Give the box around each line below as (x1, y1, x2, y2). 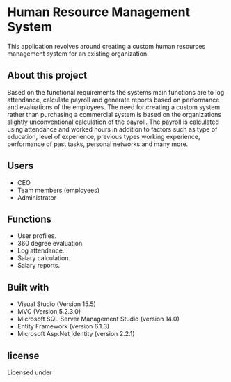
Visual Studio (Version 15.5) (17, 300, 96, 308)
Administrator (17, 193, 57, 202)
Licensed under (7, 368, 52, 376)
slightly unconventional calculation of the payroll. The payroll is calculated (7, 118, 219, 126)
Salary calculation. (17, 254, 71, 262)
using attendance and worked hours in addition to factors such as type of (7, 125, 218, 133)
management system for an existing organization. (7, 49, 149, 58)
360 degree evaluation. (17, 239, 85, 248)
